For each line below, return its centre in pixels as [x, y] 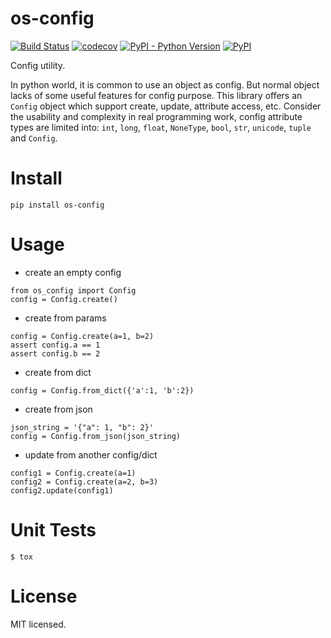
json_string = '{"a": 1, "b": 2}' [82, 427]
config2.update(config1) [62, 490]
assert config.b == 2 [55, 353]
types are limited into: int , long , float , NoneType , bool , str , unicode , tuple [161, 127]
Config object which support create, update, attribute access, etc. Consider [166, 106]
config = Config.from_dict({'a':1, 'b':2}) [102, 390]
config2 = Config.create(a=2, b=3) [84, 482]
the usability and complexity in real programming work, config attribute [156, 116]
